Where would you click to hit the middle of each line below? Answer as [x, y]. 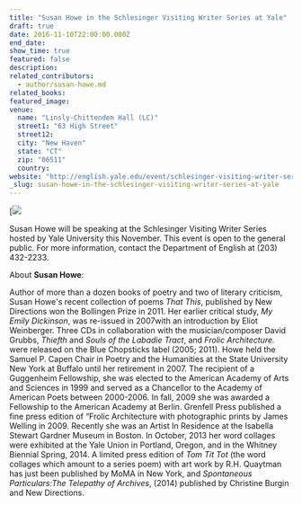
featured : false [40, 59]
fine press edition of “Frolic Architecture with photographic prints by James [149, 416]
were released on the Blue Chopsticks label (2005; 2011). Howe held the [142, 350]
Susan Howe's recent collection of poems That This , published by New [141, 302]
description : [34, 68]
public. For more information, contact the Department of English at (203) [143, 248]
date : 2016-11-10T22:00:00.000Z [70, 34]
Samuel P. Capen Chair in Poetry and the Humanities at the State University [149, 359]
